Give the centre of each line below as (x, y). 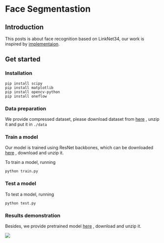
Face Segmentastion (48, 9)
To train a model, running (30, 162)
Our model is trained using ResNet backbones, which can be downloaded (79, 148)
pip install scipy (24, 83)
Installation (19, 73)
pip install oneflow (26, 96)
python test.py (21, 203)
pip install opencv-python (33, 92)
